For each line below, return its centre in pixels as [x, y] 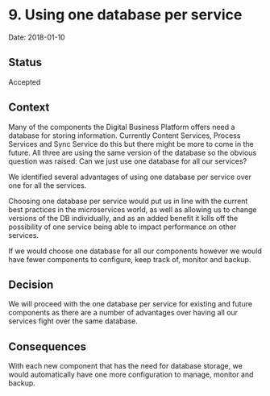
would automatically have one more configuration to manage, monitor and [131, 375]
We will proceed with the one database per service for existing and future [130, 304]
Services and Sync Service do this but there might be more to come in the [131, 144]
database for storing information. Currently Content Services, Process [125, 135]
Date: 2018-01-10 [37, 37]
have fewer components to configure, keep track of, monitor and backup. [130, 259]
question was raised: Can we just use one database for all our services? [128, 161]
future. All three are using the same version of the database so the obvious [133, 152]
